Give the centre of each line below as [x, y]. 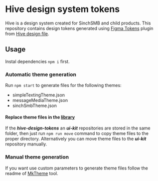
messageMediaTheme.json [40, 100]
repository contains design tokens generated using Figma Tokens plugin [79, 28]
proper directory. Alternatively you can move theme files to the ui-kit [76, 139]
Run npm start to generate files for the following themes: [63, 85]
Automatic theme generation [41, 74]
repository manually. [26, 144]
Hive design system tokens [63, 9]
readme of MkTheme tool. [32, 173]
